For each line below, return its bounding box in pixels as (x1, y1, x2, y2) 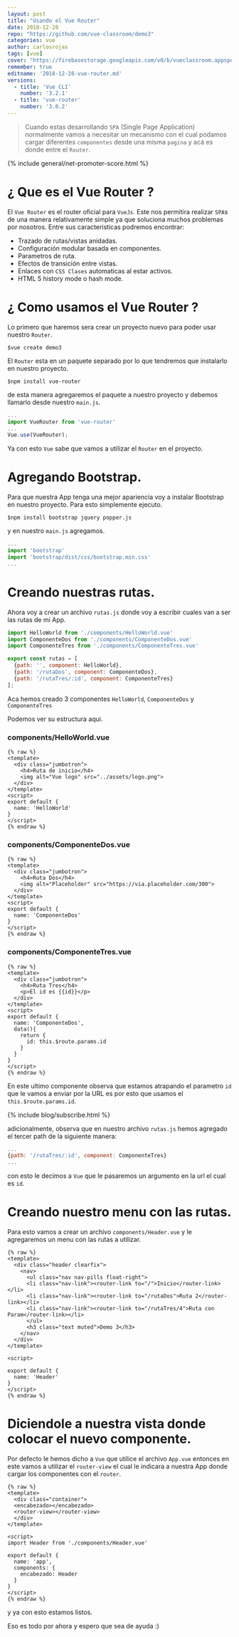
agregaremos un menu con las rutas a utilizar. (7, 1236, 142, 1244)
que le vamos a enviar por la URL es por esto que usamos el (7, 1089, 184, 1098)
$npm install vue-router (7, 378, 81, 385)
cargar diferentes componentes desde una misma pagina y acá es (24, 137, 213, 146)
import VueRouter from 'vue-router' (7, 418, 116, 426)
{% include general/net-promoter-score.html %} (7, 159, 149, 167)
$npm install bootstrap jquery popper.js (7, 514, 132, 522)
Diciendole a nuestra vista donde (7, 1416, 206, 1432)
